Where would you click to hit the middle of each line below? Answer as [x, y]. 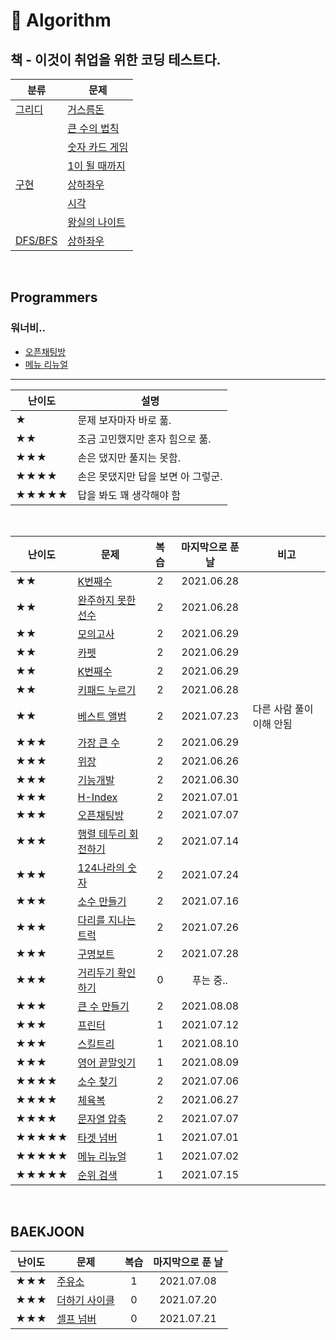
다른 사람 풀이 [283, 709]
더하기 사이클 [85, 1300]
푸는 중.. [209, 980]
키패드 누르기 [107, 690]
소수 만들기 [102, 901]
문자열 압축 [102, 1119]
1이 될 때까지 [96, 166]
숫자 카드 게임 [98, 147]
